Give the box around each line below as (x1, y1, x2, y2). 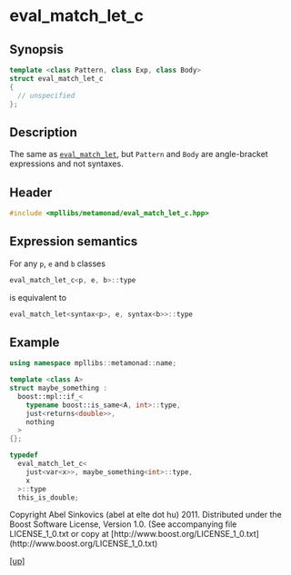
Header (9, 184, 53, 200)
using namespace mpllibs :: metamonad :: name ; (9, 359, 177, 368)
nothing (25, 417, 55, 427)
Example (9, 334, 60, 350)
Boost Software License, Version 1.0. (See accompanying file (9, 519, 237, 530)
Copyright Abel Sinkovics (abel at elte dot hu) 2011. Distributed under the (9, 510, 282, 520)
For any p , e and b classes (9, 258, 106, 269)
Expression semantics (9, 233, 138, 250)
